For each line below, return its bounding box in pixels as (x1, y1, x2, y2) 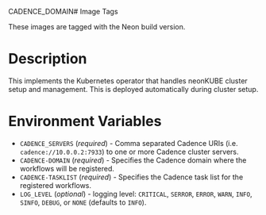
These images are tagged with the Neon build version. (8, 22, 186, 31)
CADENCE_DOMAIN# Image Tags (8, 7, 118, 16)
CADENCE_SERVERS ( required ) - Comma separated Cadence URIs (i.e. (19, 138, 238, 148)
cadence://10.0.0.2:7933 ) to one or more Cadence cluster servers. (19, 147, 239, 156)
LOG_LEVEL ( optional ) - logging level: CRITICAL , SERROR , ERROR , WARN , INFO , (19, 189, 253, 198)
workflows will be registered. (19, 163, 115, 173)
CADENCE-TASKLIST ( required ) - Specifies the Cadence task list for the (19, 172, 244, 182)
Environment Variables (8, 113, 162, 130)
